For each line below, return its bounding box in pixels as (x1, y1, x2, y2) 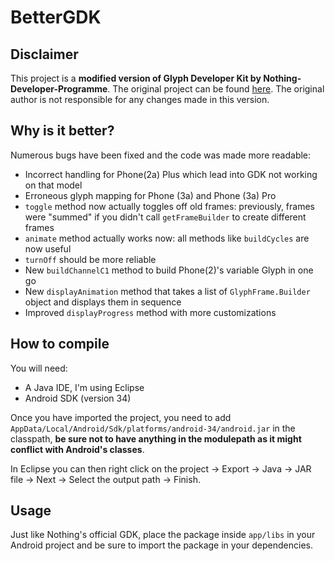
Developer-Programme (10, 83, 108, 95)
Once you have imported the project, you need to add (10, 411, 232, 423)
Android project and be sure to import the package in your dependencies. (10, 539, 313, 551)
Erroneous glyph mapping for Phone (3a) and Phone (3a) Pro (24, 189, 277, 201)
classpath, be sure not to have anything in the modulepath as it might (10, 432, 302, 445)
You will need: (10, 362, 68, 374)
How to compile (10, 336, 110, 353)
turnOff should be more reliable (24, 253, 157, 265)
